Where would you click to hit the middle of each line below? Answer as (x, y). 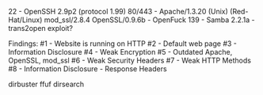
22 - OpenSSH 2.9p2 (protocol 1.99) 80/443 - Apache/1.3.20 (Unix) (118, 11)
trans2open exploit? (41, 28)
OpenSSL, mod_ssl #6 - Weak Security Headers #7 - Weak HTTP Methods (130, 60)
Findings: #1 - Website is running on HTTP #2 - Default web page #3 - (123, 44)
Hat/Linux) (25, 20)
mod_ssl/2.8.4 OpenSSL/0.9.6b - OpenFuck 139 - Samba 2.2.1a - (149, 20)
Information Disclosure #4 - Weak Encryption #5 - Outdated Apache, (120, 52)
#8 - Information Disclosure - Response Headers (88, 69)
